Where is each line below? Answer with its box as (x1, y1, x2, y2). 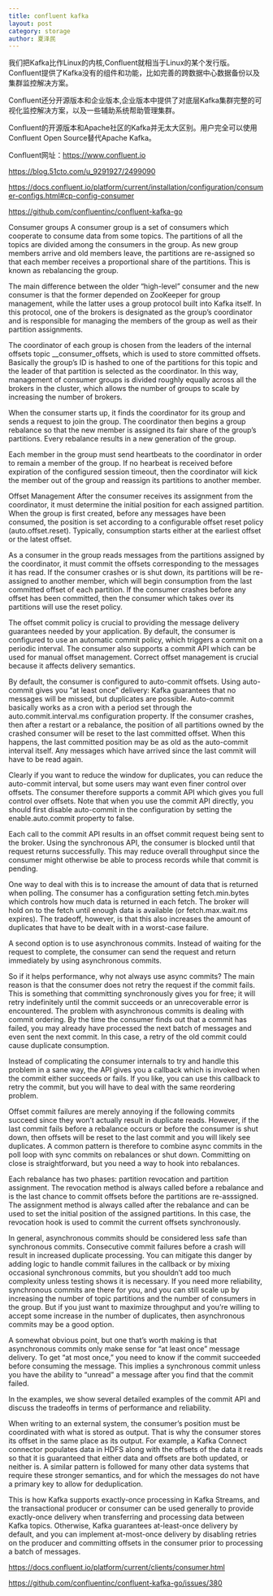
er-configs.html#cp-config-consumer (8, 191, 135, 201)
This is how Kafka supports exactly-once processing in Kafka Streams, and (8, 1495, 260, 1505)
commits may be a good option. (8, 1320, 115, 1329)
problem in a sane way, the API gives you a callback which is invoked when (8, 1065, 260, 1075)
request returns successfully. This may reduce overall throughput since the (8, 846, 260, 856)
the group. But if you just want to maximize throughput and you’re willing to (8, 1302, 260, 1312)
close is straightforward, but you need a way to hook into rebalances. (8, 1159, 240, 1168)
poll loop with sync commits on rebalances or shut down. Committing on (8, 1150, 250, 1159)
